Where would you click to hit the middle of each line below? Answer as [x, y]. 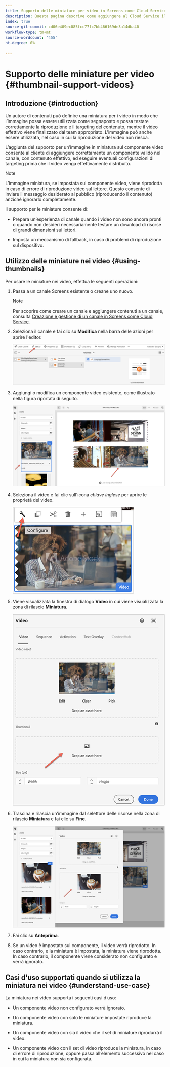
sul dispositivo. [28, 245]
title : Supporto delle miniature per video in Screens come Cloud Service [86, 11]
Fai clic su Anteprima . [36, 935]
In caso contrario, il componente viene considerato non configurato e [85, 956]
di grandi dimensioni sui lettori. [45, 230]
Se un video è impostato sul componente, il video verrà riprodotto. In [84, 945]
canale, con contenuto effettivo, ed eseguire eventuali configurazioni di [79, 158]
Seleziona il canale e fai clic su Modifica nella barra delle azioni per [83, 331]
